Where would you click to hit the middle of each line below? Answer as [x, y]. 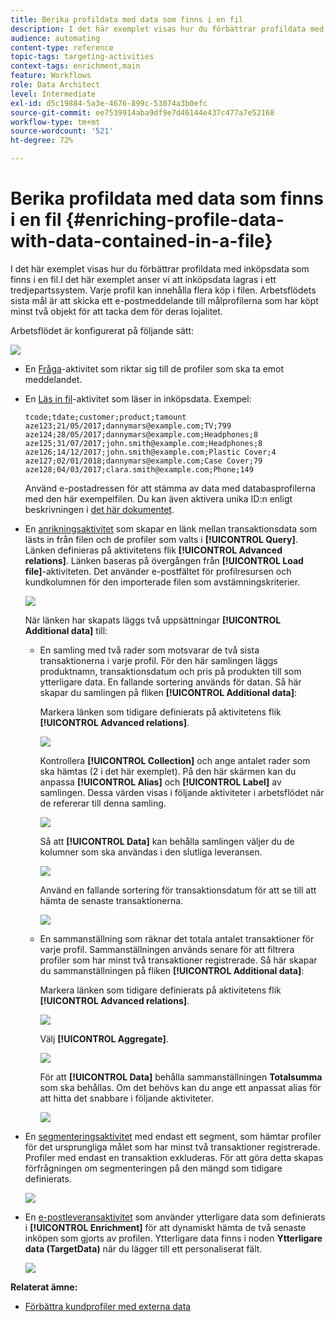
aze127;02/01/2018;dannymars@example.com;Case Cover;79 [143, 461]
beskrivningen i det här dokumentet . [99, 509]
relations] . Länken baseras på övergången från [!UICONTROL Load [164, 560]
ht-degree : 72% [42, 141]
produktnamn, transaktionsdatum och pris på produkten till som [170, 671]
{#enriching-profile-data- [175, 220]
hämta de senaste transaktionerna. [111, 900]
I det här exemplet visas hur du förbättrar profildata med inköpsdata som [160, 268]
